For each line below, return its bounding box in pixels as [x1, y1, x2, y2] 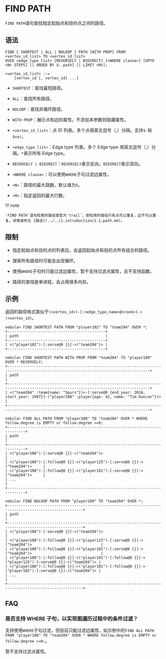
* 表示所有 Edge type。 [21, 150, 68, 156]
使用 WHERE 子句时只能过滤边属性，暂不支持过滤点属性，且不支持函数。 [12, 268, 155, 274]
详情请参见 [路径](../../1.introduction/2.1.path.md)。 [12, 218, 125, 223]
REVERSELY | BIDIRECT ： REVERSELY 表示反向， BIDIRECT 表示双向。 [12, 161, 143, 166]
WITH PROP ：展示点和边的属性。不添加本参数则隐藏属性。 [12, 116, 129, 122]
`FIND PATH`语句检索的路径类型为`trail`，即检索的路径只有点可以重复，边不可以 [5, 213, 153, 218]
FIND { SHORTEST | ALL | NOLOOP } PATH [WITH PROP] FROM [5, 49, 126, 55]
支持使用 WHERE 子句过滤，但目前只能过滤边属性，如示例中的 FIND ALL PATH [5, 627, 154, 634]
